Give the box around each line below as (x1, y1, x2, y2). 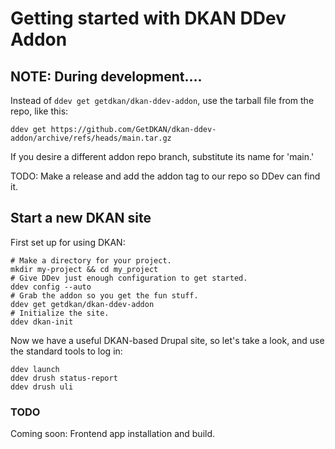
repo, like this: (10, 105, 69, 117)
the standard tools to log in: (10, 345, 123, 357)
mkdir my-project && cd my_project (10, 264, 159, 274)
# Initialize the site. (10, 308, 110, 318)
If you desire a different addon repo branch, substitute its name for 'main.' (10, 151, 315, 162)
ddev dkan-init (10, 317, 74, 327)
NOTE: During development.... (10, 68, 203, 85)
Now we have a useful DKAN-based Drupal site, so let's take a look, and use (10, 334, 325, 346)
